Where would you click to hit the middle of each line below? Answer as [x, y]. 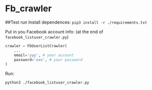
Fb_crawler [28, 9]
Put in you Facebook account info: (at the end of [54, 31]
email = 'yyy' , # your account [44, 55]
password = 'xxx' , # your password [48, 60]
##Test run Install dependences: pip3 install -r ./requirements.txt [76, 22]
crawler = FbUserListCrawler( [36, 46]
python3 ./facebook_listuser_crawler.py [47, 83]
